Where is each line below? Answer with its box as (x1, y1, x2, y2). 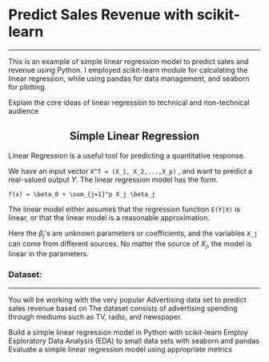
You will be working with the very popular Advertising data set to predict (8, 295, 247, 304)
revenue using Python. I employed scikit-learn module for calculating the (8, 65, 248, 74)
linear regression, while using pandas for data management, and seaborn (8, 74, 250, 83)
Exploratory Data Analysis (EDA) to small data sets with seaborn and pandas (8, 336, 260, 345)
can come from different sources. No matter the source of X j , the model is (8, 239, 252, 250)
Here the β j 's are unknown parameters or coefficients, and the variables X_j (8, 228, 258, 239)
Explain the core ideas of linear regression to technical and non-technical (8, 98, 250, 107)
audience (8, 106, 39, 115)
